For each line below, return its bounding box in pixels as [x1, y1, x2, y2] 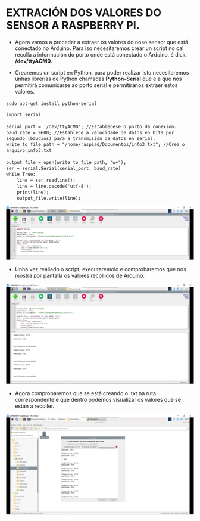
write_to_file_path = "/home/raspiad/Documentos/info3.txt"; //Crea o [6, 141, 185, 147]
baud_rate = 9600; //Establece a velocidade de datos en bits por [6, 129, 174, 135]
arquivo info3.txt [6, 147, 52, 153]
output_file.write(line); [17, 195, 82, 201]
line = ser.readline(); [17, 177, 76, 183]
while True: [6, 171, 36, 177]
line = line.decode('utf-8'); [17, 183, 92, 189]
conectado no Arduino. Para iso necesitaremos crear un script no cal [14, 45, 184, 52]
